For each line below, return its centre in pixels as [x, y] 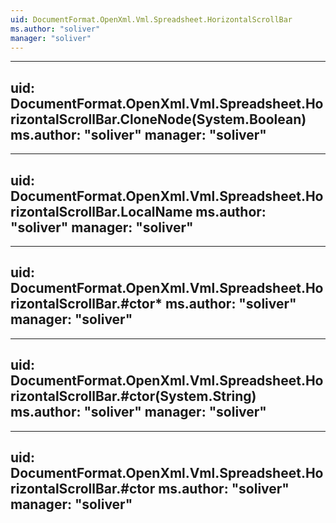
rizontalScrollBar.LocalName [101, 211]
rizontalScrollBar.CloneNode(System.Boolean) [158, 119]
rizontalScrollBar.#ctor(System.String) [133, 396]
